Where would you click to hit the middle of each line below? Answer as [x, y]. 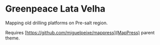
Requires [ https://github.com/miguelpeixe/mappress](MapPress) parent [80, 32]
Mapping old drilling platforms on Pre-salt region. [56, 23]
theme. [13, 38]
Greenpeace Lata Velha [55, 9]
